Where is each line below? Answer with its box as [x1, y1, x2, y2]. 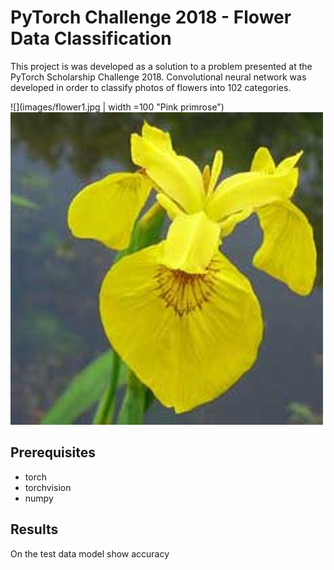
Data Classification [10, 27, 172, 50]
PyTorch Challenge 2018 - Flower [10, 6, 292, 29]
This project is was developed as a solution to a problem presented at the [10, 60, 313, 72]
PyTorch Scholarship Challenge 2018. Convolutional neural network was [10, 71, 307, 83]
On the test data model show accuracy [10, 547, 170, 560]
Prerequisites [10, 444, 96, 461]
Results [10, 521, 59, 538]
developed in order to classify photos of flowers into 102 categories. [10, 81, 292, 93]
